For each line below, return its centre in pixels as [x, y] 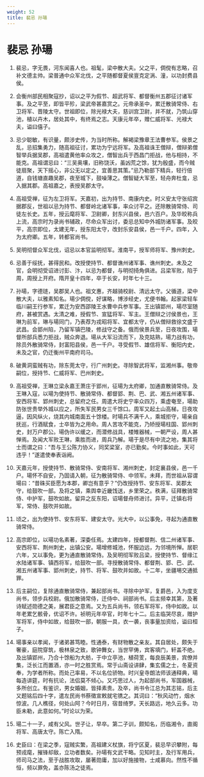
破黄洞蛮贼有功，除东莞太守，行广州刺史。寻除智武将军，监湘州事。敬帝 [107, 365]
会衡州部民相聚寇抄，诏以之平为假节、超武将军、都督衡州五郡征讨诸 [101, 96]
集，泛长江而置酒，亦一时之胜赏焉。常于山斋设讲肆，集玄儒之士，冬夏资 [107, 665]
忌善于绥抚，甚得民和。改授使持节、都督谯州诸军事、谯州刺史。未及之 [104, 263]
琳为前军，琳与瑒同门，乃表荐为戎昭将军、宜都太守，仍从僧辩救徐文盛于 [107, 322]
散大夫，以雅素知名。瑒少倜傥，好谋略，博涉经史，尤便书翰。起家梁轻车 [107, 299]
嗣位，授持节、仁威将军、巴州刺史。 [61, 373]
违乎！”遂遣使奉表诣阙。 [46, 455]
